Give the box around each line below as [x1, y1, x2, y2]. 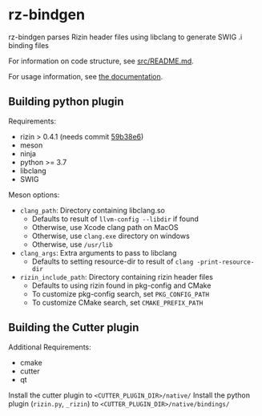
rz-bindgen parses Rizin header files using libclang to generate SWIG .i [8, 32, 243, 42]
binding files [8, 40, 50, 50]
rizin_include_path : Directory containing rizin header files [19, 272, 214, 281]
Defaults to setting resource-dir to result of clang [31, 256, 194, 266]
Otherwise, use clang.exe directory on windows [31, 231, 190, 240]
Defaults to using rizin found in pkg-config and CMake [31, 281, 212, 290]
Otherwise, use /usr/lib [31, 239, 114, 249]
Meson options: [8, 190, 60, 200]
